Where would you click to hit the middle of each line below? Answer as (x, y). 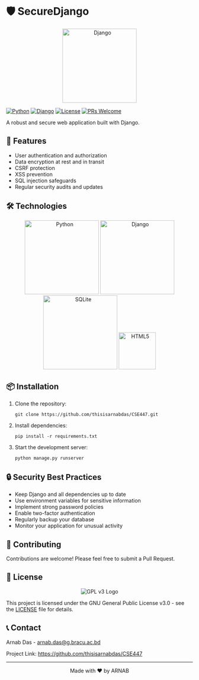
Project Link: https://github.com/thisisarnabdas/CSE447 (74, 653)
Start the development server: (51, 447)
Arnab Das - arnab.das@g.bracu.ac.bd (53, 642)
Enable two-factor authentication (55, 513)
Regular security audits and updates (59, 186)
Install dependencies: (41, 426)
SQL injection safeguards (46, 181)
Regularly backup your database (54, 520)
